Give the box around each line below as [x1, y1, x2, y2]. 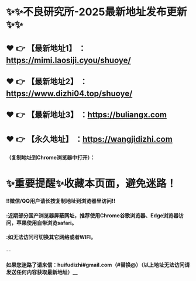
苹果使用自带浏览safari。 [16, 219, 77, 226]
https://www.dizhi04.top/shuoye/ [6, 88, 133, 98]
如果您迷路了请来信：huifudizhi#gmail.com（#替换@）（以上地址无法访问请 [6, 261, 190, 268]
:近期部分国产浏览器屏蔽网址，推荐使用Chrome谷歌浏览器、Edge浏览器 [6, 211, 179, 219]
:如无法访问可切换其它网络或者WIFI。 [6, 234, 97, 241]
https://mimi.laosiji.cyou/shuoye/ [6, 55, 131, 65]
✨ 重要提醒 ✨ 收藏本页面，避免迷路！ [6, 176, 177, 190]
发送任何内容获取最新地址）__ [6, 268, 78, 275]
